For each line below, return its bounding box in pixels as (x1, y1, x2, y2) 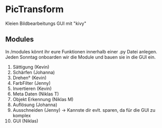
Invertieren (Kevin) (12, 85, 52, 91)
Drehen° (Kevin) (12, 75, 47, 81)
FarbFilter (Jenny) (12, 80, 51, 86)
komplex (12, 112, 31, 118)
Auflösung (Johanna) (12, 102, 58, 108)
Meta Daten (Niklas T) (12, 90, 59, 97)
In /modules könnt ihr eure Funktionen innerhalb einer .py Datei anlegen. (5, 48, 157, 54)
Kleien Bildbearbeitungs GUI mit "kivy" (5, 20, 87, 26)
